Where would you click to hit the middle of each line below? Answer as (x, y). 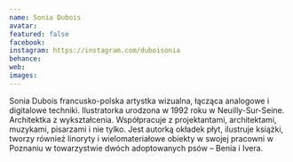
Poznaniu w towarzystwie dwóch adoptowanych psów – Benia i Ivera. (136, 148)
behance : (25, 59)
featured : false (39, 34)
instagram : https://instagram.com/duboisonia (95, 51)
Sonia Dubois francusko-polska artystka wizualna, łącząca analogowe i (139, 101)
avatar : (24, 26)
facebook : (28, 42)
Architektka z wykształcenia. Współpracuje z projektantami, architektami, (143, 119)
